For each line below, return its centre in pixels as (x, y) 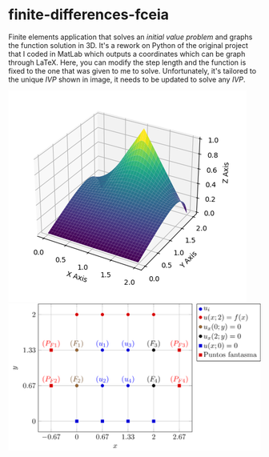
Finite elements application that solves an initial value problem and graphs (130, 37)
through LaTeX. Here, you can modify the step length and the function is (127, 62)
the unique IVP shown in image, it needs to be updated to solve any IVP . (127, 79)
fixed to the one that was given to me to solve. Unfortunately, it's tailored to (132, 70)
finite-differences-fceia (89, 15)
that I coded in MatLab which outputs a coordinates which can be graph (127, 54)
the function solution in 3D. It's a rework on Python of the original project (128, 45)
